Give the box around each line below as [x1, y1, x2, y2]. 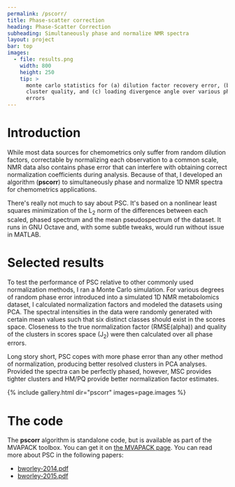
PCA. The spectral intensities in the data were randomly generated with [7, 307, 213, 316]
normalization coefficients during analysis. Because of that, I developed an [7, 170, 222, 178]
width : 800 [20, 62, 52, 69]
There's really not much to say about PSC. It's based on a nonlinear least [7, 199, 218, 207]
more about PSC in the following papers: [7, 451, 124, 459]
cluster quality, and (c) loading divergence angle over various [25, 88, 220, 95]
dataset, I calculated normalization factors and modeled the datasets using [7, 300, 222, 309]
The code [7, 413, 64, 429]
